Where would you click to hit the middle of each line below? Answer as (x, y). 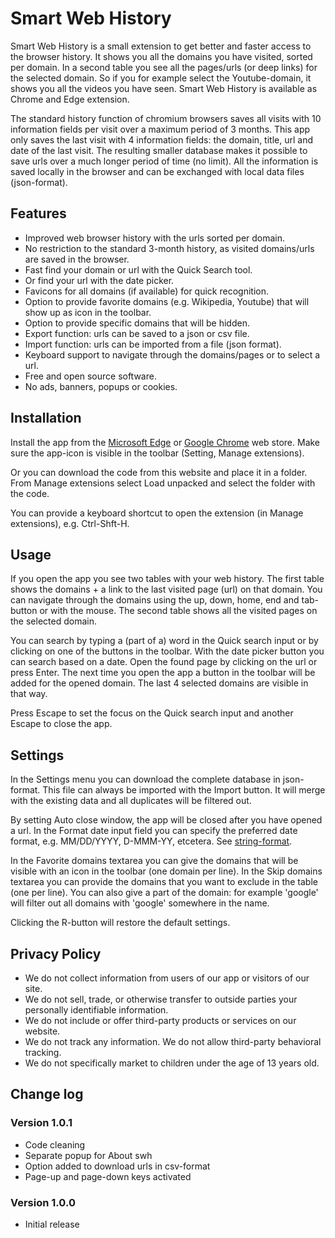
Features (38, 213)
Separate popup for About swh (88, 1155)
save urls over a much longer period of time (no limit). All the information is (164, 161)
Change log (47, 1094)
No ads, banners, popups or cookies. (101, 386)
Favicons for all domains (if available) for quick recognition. (146, 291)
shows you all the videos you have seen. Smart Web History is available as (164, 88)
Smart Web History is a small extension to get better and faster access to (161, 46)
